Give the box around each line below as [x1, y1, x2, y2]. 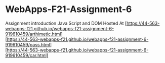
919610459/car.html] [5, 52, 49, 58]
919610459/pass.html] [5, 41, 52, 47]
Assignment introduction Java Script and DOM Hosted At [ [5, 20, 127, 26]
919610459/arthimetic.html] [5, 31, 63, 37]
